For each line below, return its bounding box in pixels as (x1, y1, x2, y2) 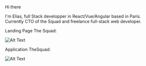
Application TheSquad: (5, 47, 51, 52)
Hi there (5, 4, 21, 10)
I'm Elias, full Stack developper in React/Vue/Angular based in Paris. (5, 13, 141, 19)
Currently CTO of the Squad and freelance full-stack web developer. (5, 19, 142, 24)
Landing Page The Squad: (5, 28, 57, 33)
